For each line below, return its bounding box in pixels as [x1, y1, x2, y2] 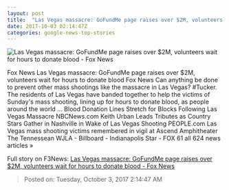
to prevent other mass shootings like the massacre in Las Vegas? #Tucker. [7, 83, 217, 91]
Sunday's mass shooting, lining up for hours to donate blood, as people [7, 97, 210, 106]
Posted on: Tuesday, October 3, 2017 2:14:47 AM [23, 176, 163, 184]
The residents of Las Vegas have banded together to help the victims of [7, 91, 210, 99]
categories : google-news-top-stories [7, 29, 116, 36]
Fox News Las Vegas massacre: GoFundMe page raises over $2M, [7, 69, 195, 77]
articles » [7, 141, 34, 150]
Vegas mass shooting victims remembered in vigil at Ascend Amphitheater [7, 127, 218, 135]
